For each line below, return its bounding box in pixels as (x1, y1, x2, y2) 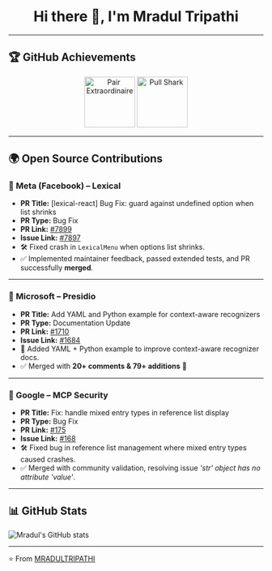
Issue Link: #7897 (19, 233, 81, 243)
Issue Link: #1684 (19, 335, 81, 345)
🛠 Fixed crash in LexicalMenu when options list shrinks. (19, 243, 205, 252)
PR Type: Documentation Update (19, 318, 131, 328)
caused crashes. (19, 454, 76, 465)
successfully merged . (19, 263, 94, 273)
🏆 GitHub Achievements (8, 50, 136, 64)
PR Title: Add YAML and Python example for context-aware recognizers (19, 309, 261, 319)
